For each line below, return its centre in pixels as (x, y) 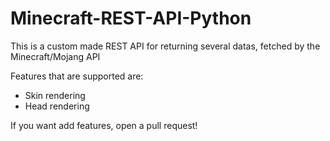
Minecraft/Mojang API (55, 56)
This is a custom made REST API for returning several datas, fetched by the (165, 46)
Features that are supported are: (77, 76)
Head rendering (57, 106)
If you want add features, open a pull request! (104, 125)
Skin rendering (55, 95)
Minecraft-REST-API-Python (131, 18)
